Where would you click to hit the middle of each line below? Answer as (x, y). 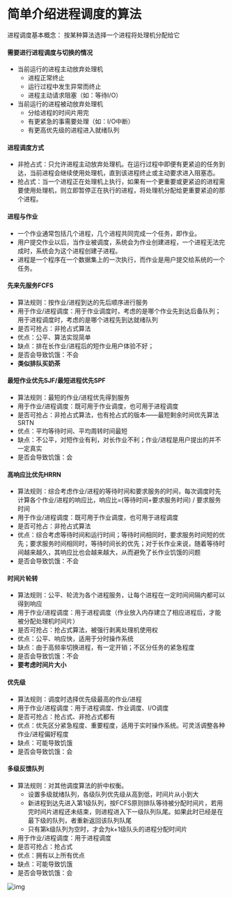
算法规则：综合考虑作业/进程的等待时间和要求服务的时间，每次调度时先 (119, 491)
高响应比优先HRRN (34, 474)
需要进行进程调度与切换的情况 (50, 52)
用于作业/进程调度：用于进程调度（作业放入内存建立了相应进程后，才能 (119, 613)
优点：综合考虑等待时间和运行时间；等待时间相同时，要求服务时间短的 (118, 535)
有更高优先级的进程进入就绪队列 (74, 130)
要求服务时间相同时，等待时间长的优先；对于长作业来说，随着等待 (124, 544)
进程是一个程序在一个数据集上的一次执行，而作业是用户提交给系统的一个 (121, 260)
